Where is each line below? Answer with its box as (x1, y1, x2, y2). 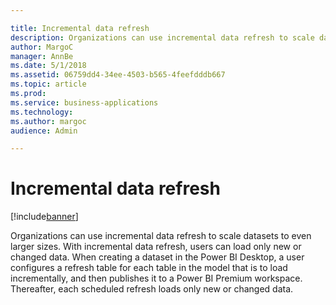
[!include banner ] (10, 211, 79, 223)
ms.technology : (10, 107, 74, 117)
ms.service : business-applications (10, 97, 159, 108)
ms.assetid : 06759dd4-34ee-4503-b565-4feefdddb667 (10, 70, 226, 80)
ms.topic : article (10, 79, 87, 90)
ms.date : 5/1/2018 (10, 61, 87, 71)
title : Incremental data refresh (10, 23, 150, 33)
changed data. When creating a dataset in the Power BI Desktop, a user (10, 251, 305, 263)
